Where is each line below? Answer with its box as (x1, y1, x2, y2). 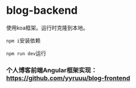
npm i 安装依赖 (6, 37, 41, 44)
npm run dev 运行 (6, 49, 47, 57)
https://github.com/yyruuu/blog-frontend (6, 74, 131, 82)
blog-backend (6, 4, 78, 17)
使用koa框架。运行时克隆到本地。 (6, 24, 88, 31)
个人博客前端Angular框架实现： (6, 66, 97, 74)
